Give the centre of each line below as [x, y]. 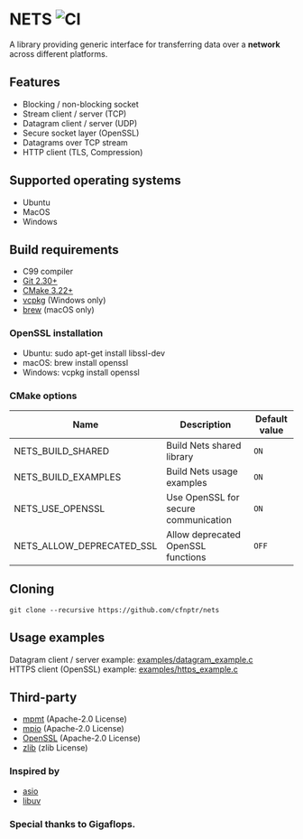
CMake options [43, 396]
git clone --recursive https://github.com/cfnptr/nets [115, 610]
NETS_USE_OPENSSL [60, 508]
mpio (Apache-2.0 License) [73, 729]
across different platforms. [59, 53]
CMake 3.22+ [48, 291]
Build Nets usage [202, 471]
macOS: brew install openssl [75, 362]
